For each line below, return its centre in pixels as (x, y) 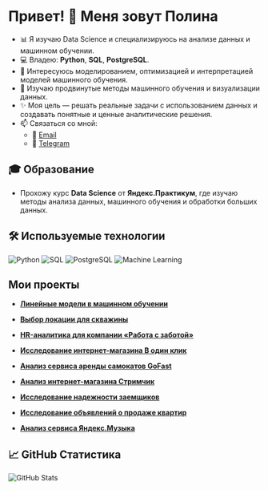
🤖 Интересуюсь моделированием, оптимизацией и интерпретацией (136, 71)
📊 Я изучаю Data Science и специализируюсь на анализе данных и (135, 38)
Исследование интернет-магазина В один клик (103, 350)
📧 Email (44, 135)
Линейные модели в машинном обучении (94, 304)
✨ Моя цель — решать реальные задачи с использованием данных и (138, 105)
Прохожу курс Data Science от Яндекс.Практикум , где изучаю (129, 192)
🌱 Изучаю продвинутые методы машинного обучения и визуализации (140, 88)
